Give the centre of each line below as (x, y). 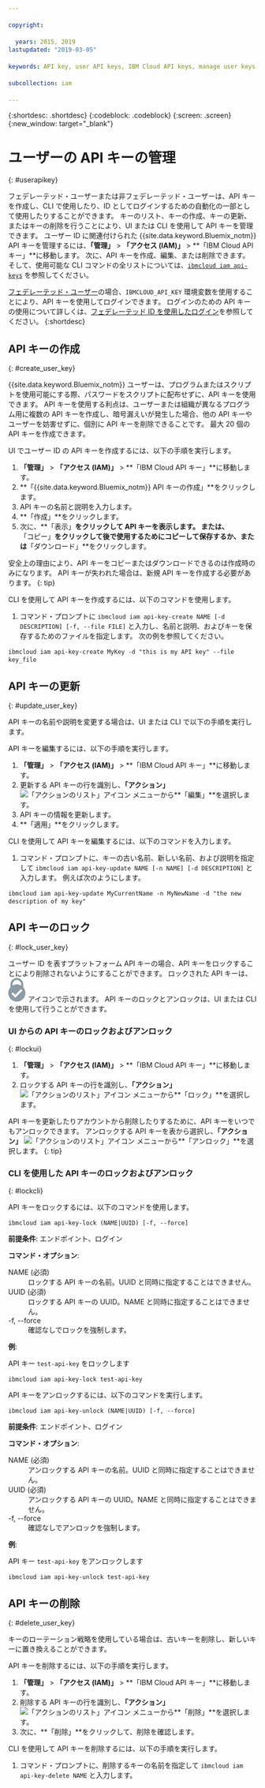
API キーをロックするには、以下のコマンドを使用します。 (101, 1207)
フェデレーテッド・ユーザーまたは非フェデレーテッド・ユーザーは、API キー (132, 196)
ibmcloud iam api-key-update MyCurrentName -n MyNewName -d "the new (125, 894)
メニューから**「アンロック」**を (192, 1141)
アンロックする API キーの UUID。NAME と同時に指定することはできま (142, 1500)
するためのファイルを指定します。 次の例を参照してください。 (127, 636)
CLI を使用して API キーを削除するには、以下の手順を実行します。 (115, 1749)
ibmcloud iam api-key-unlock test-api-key (79, 1577)
